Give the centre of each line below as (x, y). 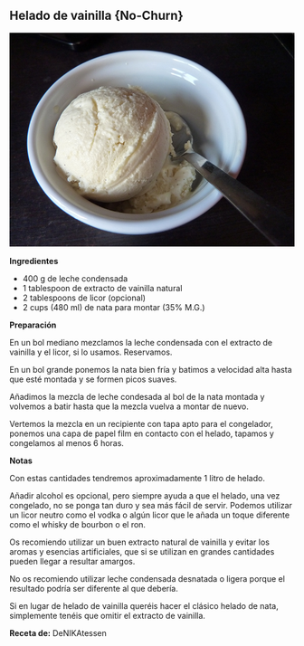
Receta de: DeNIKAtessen (58, 632)
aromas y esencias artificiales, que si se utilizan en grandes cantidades (142, 551)
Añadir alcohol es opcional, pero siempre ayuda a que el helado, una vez (145, 495)
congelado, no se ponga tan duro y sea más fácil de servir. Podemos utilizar (151, 505)
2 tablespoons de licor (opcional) (84, 298)
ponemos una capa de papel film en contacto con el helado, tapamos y (142, 433)
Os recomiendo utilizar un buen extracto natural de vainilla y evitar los (139, 542)
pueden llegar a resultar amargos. (72, 561)
